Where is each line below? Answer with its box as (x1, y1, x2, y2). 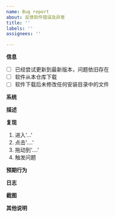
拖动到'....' (14, 147, 40, 154)
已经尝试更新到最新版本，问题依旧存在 (14, 66, 109, 73)
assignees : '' (6, 31, 42, 37)
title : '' (6, 20, 31, 26)
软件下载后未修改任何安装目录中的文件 (14, 81, 109, 88)
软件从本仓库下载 (14, 73, 57, 80)
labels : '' (6, 25, 33, 32)
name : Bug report (6, 8, 49, 15)
